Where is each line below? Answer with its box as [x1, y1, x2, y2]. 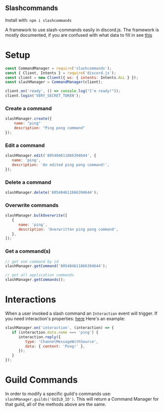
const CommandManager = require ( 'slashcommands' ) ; [5, 66, 112, 71]
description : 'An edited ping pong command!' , [11, 162, 110, 167]
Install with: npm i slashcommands [5, 17, 72, 23]
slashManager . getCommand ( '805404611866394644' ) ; [5, 264, 108, 269]
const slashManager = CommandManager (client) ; [5, 79, 103, 85]
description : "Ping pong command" [14, 126, 85, 131]
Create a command [5, 105, 52, 112]
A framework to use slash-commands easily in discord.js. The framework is [5, 27, 160, 33]
